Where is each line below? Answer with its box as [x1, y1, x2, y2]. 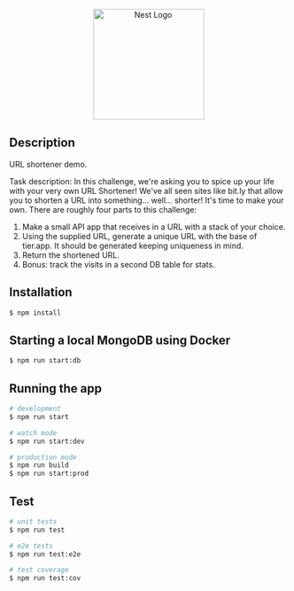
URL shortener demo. [9, 159, 88, 169]
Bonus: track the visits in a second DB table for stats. [21, 259, 215, 269]
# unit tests [9, 517, 58, 526]
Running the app [9, 381, 102, 396]
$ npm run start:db [9, 356, 81, 365]
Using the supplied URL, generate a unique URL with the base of [21, 230, 258, 241]
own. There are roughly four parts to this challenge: [9, 204, 197, 214]
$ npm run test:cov [9, 574, 81, 583]
